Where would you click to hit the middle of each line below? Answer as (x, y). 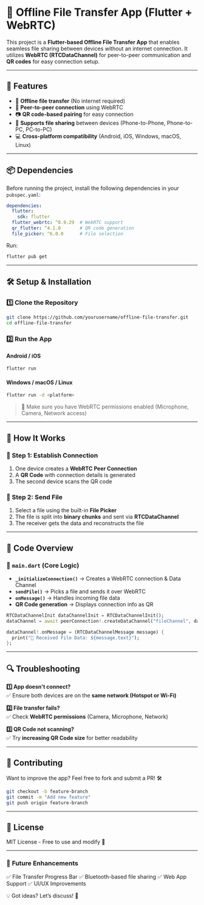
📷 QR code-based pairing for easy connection (74, 114)
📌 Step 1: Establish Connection (52, 455)
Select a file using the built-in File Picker (66, 510)
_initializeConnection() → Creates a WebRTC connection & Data (98, 578)
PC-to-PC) (39, 129)
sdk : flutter (34, 217)
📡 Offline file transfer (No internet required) (70, 101)
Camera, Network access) (54, 413)
